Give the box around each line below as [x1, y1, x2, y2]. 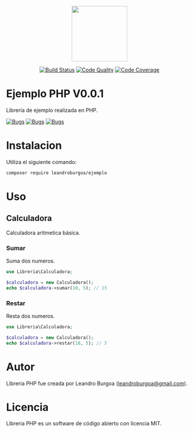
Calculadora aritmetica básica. [6, 229, 81, 236]
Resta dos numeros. [6, 312, 55, 319]
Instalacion [6, 139, 62, 152]
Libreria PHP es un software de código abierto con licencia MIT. [6, 420, 162, 427]
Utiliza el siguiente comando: [6, 158, 77, 165]
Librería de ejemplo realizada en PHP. [6, 107, 98, 114]
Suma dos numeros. [6, 258, 55, 265]
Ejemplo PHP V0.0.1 [6, 87, 104, 101]
